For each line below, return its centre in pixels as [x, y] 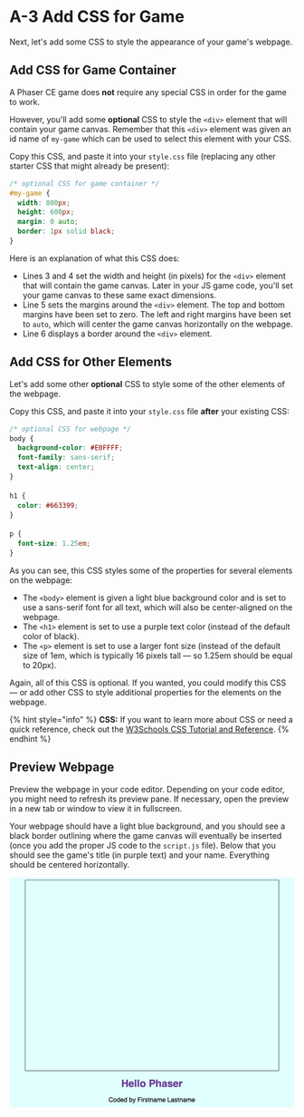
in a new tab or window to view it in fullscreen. [96, 808]
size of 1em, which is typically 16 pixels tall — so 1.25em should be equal [157, 656]
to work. [25, 102]
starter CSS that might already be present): [90, 166]
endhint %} [30, 738]
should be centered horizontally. [69, 864]
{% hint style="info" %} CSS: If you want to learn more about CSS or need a [152, 719]
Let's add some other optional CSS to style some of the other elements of [147, 384]
